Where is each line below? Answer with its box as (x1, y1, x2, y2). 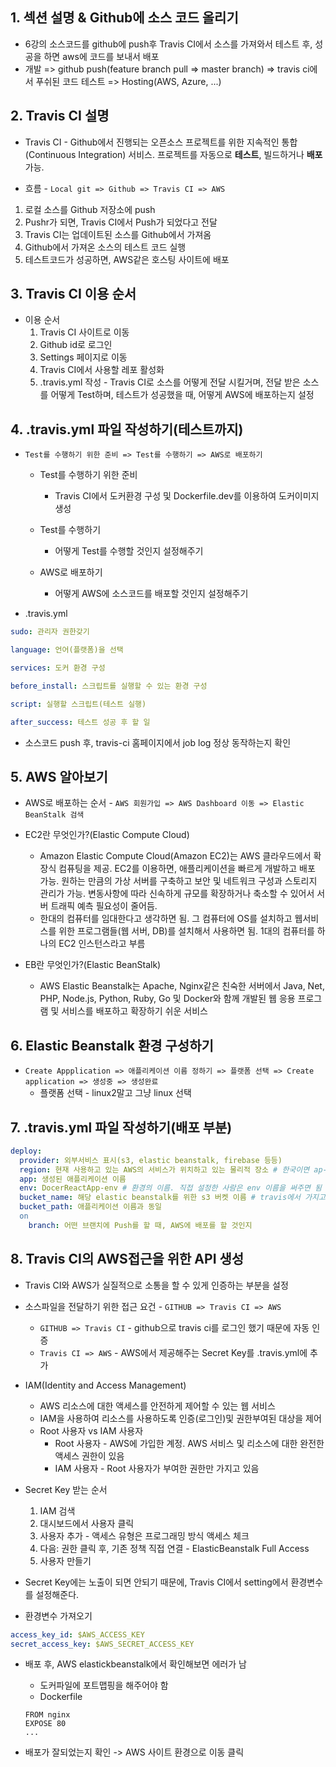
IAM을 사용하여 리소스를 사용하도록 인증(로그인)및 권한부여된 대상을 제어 (39, 1412, 322, 1424)
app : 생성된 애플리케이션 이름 (19, 1174, 127, 1184)
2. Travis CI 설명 (10, 108, 110, 125)
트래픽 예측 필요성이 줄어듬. (50, 900, 158, 912)
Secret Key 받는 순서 (24, 1483, 108, 1495)
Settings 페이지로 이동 (39, 351, 128, 363)
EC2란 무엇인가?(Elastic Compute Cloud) (24, 829, 190, 841)
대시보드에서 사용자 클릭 (39, 1517, 135, 1529)
